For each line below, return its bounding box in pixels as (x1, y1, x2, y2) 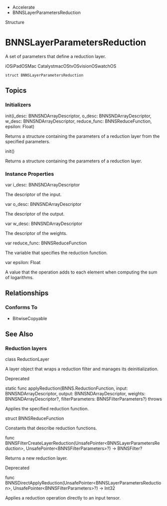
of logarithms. (5, 274, 34, 280)
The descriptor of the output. (5, 210, 65, 217)
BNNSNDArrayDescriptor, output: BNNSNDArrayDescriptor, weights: (5, 391, 146, 397)
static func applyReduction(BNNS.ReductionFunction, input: (5, 385, 128, 391)
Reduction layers (5, 345, 47, 352)
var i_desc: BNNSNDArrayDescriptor (5, 181, 80, 187)
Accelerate (12, 5, 35, 10)
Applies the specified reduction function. (5, 406, 89, 412)
